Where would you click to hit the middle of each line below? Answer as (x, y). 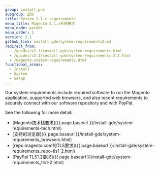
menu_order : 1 (20, 33)
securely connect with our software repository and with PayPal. (69, 103)
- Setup (17, 78)
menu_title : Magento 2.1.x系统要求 (40, 23)
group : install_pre (25, 10)
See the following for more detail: (39, 112)
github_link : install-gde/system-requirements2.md (58, 42)
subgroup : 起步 (20, 14)
